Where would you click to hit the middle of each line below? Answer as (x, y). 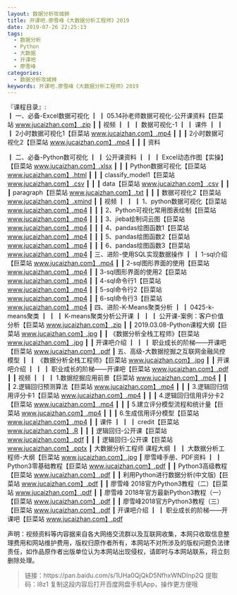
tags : (15, 34)
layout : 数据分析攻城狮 (38, 14)
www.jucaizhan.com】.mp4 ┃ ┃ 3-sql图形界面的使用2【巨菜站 (97, 272)
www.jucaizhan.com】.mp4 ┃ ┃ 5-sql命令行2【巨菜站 (85, 289)
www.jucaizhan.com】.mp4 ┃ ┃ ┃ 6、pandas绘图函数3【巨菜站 (99, 246)
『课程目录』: (27, 107)
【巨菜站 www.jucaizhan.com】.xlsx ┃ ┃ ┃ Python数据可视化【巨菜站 (107, 166)
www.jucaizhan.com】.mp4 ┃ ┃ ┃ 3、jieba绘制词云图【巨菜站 (96, 219)
